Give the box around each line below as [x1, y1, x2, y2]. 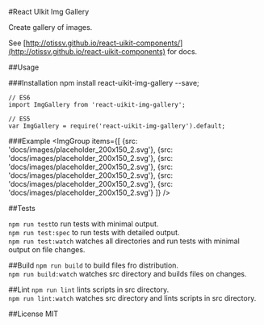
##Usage [8, 62, 40, 72]
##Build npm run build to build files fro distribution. [8, 260, 179, 270]
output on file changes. [8, 245, 86, 254]
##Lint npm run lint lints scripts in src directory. [8, 285, 170, 294]
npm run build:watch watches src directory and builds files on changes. [8, 269, 247, 278]
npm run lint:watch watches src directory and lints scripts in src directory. [8, 293, 257, 302]
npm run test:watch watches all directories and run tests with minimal [8, 236, 240, 246]
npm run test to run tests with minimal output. [8, 219, 159, 229]
